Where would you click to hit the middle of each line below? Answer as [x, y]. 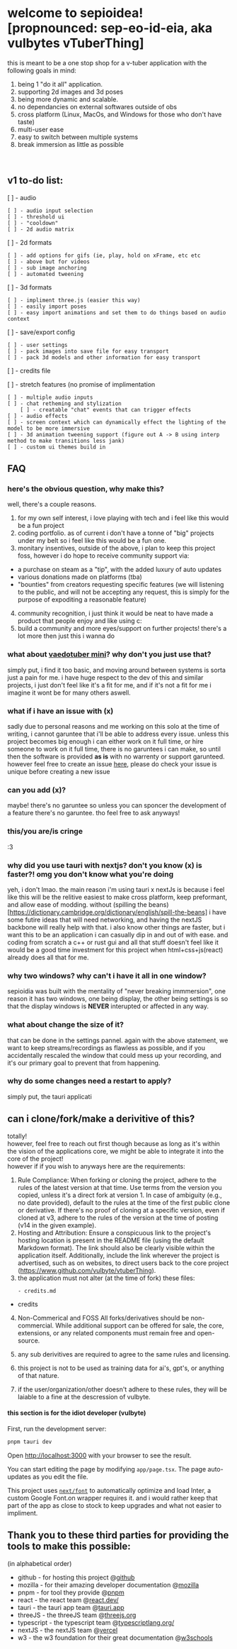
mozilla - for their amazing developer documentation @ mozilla [108, 1584]
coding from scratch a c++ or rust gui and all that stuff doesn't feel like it [113, 942]
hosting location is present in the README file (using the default [111, 1240]
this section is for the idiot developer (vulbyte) [77, 1413]
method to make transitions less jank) [66, 441]
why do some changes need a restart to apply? [89, 1081]
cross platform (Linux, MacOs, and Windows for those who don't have [120, 114]
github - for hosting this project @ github [76, 1577]
